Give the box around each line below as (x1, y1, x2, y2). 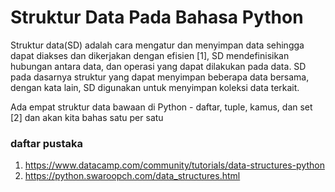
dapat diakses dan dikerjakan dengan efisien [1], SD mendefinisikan (10, 49, 290, 61)
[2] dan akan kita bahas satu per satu (10, 111, 164, 123)
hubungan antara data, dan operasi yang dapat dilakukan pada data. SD (10, 60, 307, 72)
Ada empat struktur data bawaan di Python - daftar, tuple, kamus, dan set (10, 101, 313, 113)
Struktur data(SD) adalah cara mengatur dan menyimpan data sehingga (10, 39, 305, 51)
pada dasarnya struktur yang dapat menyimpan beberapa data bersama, (10, 71, 310, 83)
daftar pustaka (10, 136, 83, 150)
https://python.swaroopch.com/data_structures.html (24, 170, 241, 182)
